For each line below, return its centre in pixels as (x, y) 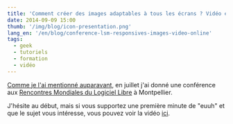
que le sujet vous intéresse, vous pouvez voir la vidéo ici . (89, 113)
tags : (15, 39)
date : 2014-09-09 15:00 (42, 20)
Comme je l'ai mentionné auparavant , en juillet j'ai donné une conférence (112, 85)
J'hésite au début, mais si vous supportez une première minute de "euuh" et (116, 105)
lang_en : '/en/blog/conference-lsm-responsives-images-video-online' (110, 33)
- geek (23, 46)
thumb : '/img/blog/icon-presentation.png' (69, 26)
